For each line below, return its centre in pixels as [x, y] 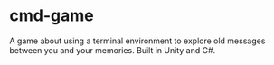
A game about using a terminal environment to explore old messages [137, 41]
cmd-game [52, 16]
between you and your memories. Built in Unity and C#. [113, 50]
